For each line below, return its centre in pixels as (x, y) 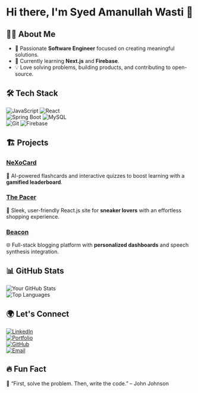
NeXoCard (21, 163)
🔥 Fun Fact (26, 369)
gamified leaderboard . (34, 182)
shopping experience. (33, 216)
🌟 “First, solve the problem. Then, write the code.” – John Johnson (88, 383)
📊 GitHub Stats (35, 271)
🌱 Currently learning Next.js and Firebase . (67, 61)
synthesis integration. (33, 251)
